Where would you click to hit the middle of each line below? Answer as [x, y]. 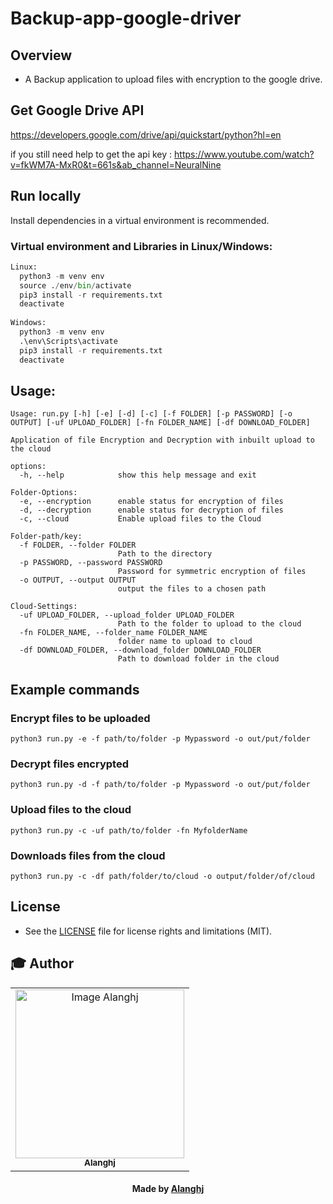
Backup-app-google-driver [126, 18]
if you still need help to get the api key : [91, 154]
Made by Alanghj [168, 1189]
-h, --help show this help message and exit [138, 475]
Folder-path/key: [46, 537]
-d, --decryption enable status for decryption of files [151, 510]
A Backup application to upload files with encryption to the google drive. [173, 79]
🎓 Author [42, 963]
